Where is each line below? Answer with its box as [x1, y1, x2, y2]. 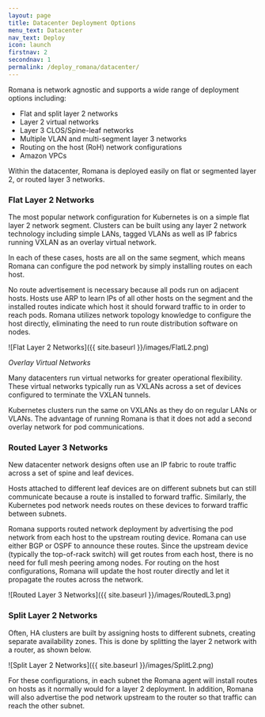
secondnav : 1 [8, 56, 51, 64]
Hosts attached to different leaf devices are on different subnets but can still [8, 484, 257, 494]
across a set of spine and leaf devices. [8, 468, 134, 478]
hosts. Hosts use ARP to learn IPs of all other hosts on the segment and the [8, 294, 253, 303]
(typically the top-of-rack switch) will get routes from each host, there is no [8, 550, 254, 559]
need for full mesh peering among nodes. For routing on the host [8, 558, 220, 567]
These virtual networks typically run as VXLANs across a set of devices [8, 382, 241, 391]
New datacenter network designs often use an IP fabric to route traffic [8, 460, 237, 470]
